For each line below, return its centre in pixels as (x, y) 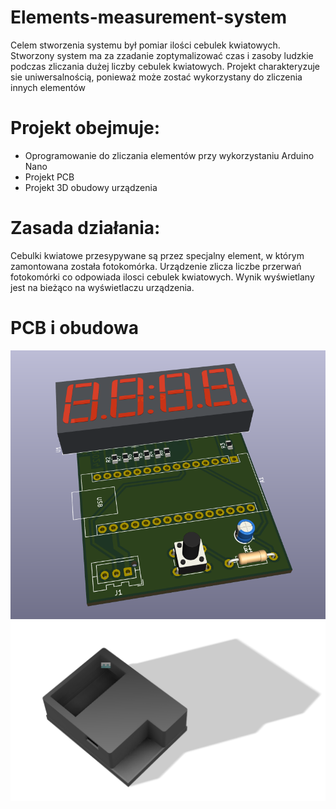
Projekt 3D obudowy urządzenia (91, 187)
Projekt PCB (49, 177)
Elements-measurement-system (149, 17)
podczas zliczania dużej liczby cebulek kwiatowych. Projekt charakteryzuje (165, 66)
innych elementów (48, 87)
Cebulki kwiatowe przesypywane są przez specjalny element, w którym (157, 255)
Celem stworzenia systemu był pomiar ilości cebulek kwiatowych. (145, 45)
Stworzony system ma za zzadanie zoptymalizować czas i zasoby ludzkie (162, 55)
